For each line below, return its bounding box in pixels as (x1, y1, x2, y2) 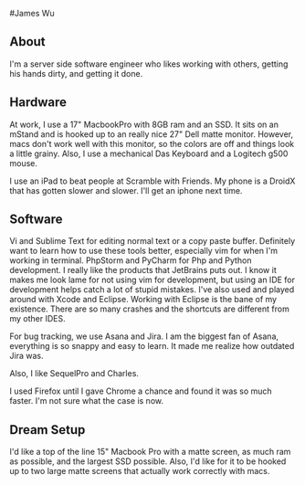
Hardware (9, 95, 67, 111)
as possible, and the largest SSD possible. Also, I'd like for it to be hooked (9, 456, 287, 467)
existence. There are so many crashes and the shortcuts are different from (9, 303, 289, 314)
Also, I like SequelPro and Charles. (9, 368, 140, 379)
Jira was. (9, 351, 44, 362)
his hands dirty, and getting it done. (9, 68, 143, 79)
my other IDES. (9, 313, 66, 324)
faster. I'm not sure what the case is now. (9, 395, 164, 406)
